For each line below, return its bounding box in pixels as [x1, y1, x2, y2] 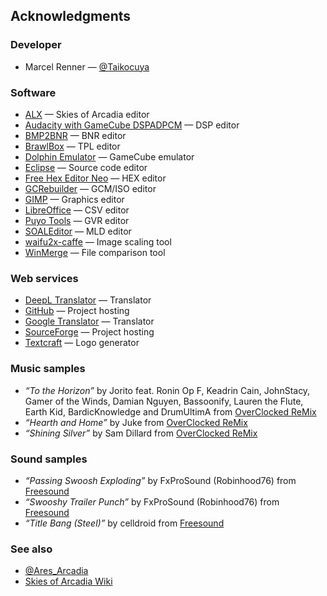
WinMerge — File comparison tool [24, 246, 166, 258]
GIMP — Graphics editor [24, 193, 125, 205]
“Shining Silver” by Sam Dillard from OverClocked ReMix [24, 427, 258, 439]
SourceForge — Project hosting [24, 326, 155, 338]
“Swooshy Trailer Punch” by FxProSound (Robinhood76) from [24, 495, 280, 508]
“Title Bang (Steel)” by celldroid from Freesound [24, 517, 225, 529]
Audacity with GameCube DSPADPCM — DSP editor [24, 119, 240, 131]
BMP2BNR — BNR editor [24, 129, 127, 141]
